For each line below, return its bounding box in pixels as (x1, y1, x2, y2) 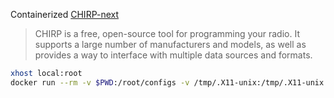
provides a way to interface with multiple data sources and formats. (34, 49, 313, 61)
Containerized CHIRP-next (10, 9, 119, 20)
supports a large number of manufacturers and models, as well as (34, 39, 307, 50)
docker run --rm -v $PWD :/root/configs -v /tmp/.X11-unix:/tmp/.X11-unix (10, 77, 325, 88)
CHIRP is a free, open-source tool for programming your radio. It (34, 28, 300, 39)
